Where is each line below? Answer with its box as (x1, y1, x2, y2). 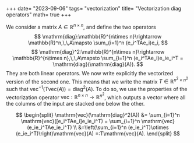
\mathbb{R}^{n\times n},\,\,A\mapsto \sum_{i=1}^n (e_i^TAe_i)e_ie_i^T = (12, 54, 184, 61)
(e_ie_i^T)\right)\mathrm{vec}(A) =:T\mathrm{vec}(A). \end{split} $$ (15, 130, 181, 137)
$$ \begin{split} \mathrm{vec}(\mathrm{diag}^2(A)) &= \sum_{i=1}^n (15, 111, 181, 118)
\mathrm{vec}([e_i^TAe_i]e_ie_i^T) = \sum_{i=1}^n (21, 118, 140, 125)
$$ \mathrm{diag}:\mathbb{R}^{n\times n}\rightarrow (34, 33, 162, 40)
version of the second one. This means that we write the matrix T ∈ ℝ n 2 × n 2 (6, 76, 188, 85)
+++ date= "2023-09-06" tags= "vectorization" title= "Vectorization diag (6, 5, 182, 12)
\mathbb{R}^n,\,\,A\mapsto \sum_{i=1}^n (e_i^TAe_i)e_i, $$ (28, 39, 168, 46)
